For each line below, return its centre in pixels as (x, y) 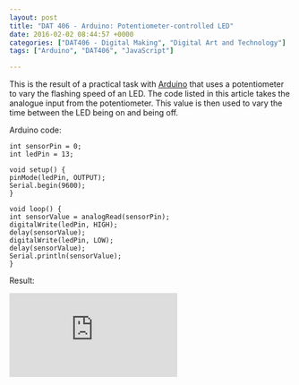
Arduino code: (35, 130)
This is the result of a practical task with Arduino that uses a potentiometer (147, 84)
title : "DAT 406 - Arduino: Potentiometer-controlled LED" (122, 26)
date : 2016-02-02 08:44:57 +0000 (72, 34)
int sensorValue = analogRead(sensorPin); (90, 217)
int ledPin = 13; (42, 154)
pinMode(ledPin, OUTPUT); (57, 178)
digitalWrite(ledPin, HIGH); (64, 225)
